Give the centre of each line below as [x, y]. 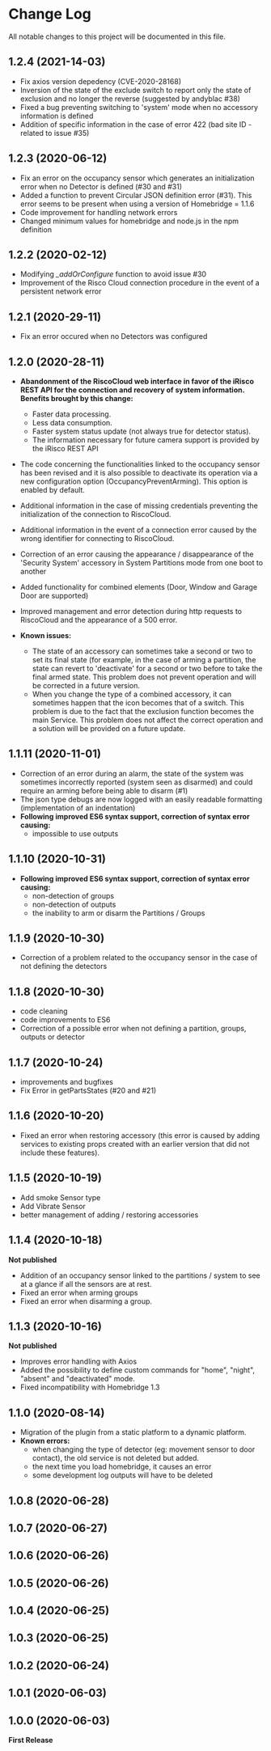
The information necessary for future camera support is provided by [146, 440]
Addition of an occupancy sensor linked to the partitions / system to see [140, 1275]
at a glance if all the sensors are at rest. [86, 1284]
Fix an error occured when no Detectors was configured [114, 336]
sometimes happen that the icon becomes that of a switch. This [138, 703]
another [33, 571]
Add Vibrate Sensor [53, 1206]
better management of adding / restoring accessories [109, 1215]
